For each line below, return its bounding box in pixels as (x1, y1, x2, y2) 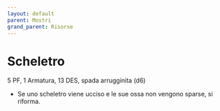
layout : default (7, 10, 54, 17)
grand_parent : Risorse (7, 23, 73, 30)
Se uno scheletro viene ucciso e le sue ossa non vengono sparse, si (17, 90, 213, 98)
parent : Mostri (7, 17, 52, 24)
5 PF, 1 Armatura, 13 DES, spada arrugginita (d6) (7, 76, 146, 84)
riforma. (17, 97, 41, 105)
